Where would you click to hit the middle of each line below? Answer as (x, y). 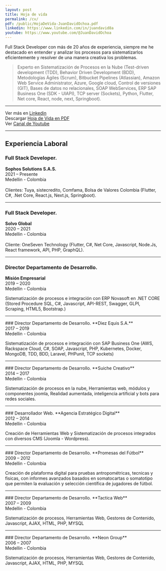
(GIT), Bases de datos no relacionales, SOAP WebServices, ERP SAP (87, 88)
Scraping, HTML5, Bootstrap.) (36, 309)
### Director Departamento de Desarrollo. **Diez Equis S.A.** (69, 323)
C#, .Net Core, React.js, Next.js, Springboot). (51, 195)
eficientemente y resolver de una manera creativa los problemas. (71, 57)
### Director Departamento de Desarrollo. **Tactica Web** (66, 498)
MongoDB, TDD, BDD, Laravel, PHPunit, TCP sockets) (60, 354)
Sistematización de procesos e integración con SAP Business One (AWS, (79, 344)
